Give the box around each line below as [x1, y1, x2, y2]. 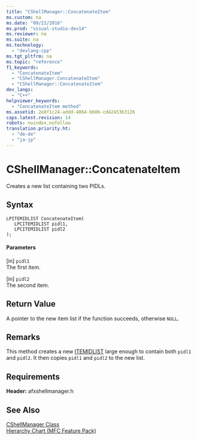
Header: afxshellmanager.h [6, 387, 74, 395]
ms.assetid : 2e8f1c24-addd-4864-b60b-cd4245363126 [6, 109, 135, 115]
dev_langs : [6, 87, 34, 93]
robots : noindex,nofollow [6, 120, 71, 126]
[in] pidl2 [6, 275, 30, 282]
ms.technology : [6, 43, 44, 48]
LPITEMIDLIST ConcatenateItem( [6, 216, 84, 221]
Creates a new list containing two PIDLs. [6, 182, 106, 189]
